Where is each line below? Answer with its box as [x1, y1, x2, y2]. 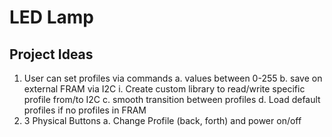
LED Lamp [9, 6, 94, 29]
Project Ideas [9, 46, 94, 63]
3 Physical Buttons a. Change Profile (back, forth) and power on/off [23, 115, 302, 126]
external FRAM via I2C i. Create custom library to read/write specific [23, 83, 306, 95]
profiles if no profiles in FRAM [23, 104, 147, 116]
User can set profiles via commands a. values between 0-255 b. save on [23, 72, 323, 84]
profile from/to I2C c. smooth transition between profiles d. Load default [23, 94, 321, 105]
